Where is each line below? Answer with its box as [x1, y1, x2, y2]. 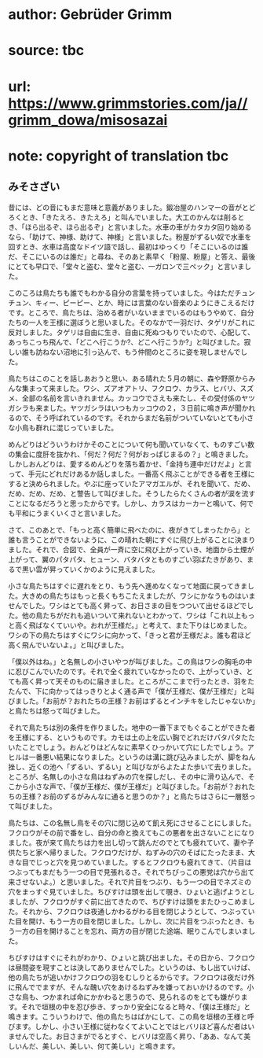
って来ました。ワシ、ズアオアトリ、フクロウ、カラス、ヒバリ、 [35, 383, 241, 393]
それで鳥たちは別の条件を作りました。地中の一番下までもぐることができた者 [8, 722, 256, 732]
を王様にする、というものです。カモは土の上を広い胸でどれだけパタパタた [8, 732, 249, 742]
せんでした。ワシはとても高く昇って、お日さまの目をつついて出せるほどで [8, 600, 247, 610]
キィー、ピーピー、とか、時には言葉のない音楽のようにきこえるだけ [35, 297, 255, 308]
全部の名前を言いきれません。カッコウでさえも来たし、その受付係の [21, 393, 242, 403]
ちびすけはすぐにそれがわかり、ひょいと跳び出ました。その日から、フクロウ [8, 953, 256, 962]
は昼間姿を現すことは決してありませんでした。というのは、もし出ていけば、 [8, 962, 255, 972]
